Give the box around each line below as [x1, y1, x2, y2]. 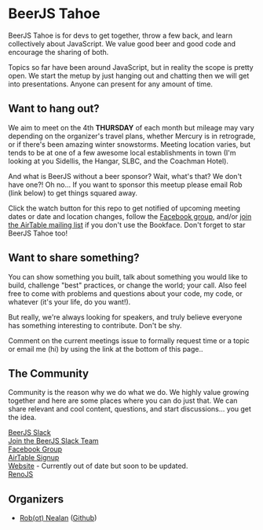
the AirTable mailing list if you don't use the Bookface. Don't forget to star [8, 220, 246, 229]
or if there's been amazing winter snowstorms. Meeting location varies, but [8, 139, 251, 149]
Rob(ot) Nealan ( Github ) [19, 514, 97, 523]
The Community [8, 367, 89, 380]
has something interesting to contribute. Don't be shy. [8, 320, 182, 330]
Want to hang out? [8, 102, 100, 115]
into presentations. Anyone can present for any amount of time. [8, 79, 214, 89]
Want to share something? [8, 251, 140, 265]
